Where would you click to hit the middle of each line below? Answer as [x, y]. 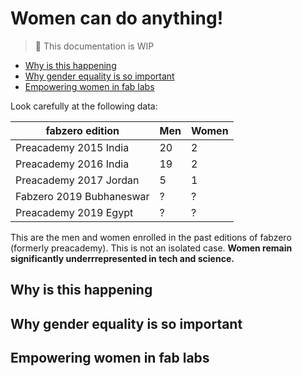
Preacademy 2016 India [72, 164]
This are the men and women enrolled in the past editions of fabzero [151, 237]
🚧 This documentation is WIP [94, 46]
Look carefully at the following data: [84, 106]
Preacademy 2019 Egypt [74, 212]
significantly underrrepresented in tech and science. [122, 258]
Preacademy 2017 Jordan [77, 180]
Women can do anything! [117, 18]
